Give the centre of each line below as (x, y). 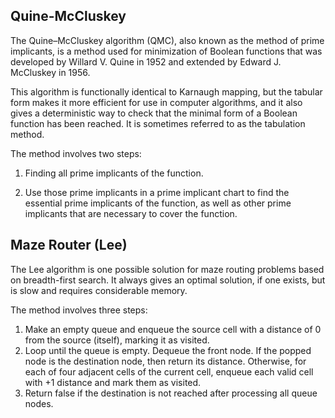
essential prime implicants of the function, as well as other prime (158, 203)
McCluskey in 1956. (50, 72)
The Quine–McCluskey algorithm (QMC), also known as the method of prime (167, 40)
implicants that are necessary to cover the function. (131, 213)
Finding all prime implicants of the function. (114, 173)
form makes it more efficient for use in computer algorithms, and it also (156, 102)
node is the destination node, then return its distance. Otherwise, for (165, 361)
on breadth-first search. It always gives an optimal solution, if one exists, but (168, 280)
